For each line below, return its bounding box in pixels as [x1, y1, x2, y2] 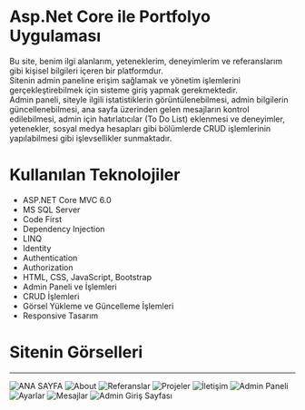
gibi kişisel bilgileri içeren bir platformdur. [9, 65, 163, 76]
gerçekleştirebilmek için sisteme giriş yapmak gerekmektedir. [9, 84, 239, 95]
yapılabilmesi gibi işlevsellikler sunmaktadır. [9, 132, 172, 143]
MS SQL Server [22, 204, 81, 215]
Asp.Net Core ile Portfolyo [9, 6, 212, 27]
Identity [22, 242, 52, 253]
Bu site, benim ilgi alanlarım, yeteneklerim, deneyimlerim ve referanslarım [9, 55, 283, 66]
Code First [22, 213, 62, 224]
